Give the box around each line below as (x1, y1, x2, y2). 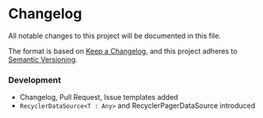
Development (8, 74, 62, 86)
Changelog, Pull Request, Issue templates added (19, 93, 178, 102)
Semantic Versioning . (8, 55, 78, 64)
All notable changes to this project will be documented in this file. (8, 31, 222, 40)
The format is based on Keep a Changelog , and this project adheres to (8, 46, 238, 55)
